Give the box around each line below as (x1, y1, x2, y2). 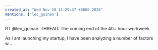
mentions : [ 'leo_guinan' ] (5, 12, 58, 17)
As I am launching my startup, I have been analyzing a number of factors (5, 35, 154, 41)
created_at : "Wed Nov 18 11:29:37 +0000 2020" (5, 7, 103, 12)
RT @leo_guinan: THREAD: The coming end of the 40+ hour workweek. (5, 25, 151, 31)
